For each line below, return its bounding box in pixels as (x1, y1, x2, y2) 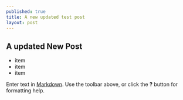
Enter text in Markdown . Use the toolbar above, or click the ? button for (6, 81, 178, 88)
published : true (6, 8, 46, 15)
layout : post (6, 19, 38, 25)
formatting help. (6, 87, 45, 94)
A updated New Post (6, 41, 83, 51)
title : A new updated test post (6, 14, 85, 20)
